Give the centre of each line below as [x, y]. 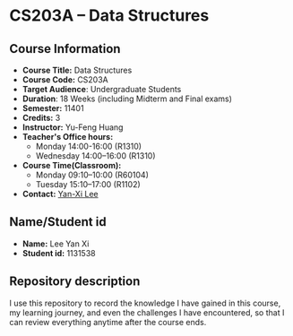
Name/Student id [58, 222]
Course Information [65, 49]
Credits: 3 [41, 118]
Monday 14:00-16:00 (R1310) [88, 146]
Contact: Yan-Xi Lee [60, 194]
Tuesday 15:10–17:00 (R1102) [88, 184]
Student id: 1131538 [59, 253]
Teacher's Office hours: [68, 137]
